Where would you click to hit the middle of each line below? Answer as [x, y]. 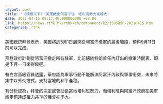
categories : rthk [23, 28]
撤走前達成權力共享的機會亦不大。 [39, 97]
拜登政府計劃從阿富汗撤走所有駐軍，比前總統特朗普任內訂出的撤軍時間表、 [79, 58]
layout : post [18, 9]
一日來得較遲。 [33, 64]
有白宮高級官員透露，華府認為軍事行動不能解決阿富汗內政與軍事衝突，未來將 [81, 74]
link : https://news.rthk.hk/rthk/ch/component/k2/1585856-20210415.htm [79, 23]
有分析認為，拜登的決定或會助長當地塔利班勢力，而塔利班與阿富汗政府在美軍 [81, 91]
